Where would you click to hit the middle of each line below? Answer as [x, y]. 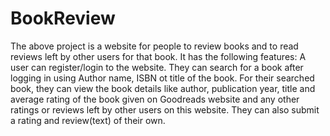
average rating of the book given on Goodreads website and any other [155, 99]
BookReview [63, 18]
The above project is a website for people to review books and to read [154, 46]
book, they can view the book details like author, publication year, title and [163, 88]
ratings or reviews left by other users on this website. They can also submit [165, 109]
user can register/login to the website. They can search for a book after [157, 67]
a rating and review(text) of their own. [88, 120]
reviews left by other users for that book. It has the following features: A [158, 56]
